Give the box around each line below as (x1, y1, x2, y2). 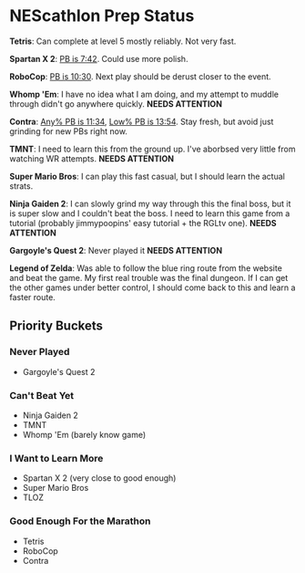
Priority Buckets (9, 318, 103, 334)
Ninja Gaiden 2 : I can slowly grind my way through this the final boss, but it (9, 198, 291, 209)
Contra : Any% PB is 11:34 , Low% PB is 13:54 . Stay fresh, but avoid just (9, 116, 274, 127)
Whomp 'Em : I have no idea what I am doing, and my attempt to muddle (9, 89, 280, 99)
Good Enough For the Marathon (9, 515, 151, 527)
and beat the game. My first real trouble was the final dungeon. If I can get (9, 272, 289, 283)
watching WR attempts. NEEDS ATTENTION (9, 152, 175, 164)
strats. (9, 180, 34, 192)
